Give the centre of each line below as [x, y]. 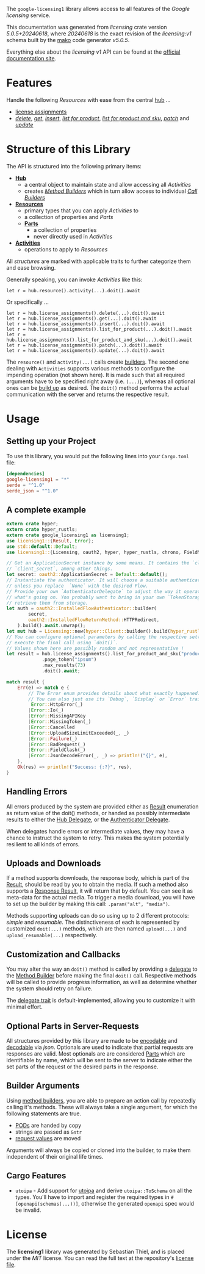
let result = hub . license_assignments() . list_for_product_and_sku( [94, 654]
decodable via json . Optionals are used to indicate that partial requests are [100, 1047]
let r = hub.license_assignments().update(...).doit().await [86, 350]
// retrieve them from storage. [47, 603]
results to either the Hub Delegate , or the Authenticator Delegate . [88, 819]
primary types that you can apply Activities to [81, 211]
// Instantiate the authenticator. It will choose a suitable [87, 580]
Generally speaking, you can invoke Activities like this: [74, 279]
